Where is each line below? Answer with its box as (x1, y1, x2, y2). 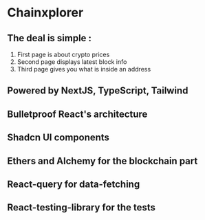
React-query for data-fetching (7, 178, 140, 190)
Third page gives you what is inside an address (17, 65, 151, 73)
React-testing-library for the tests (7, 201, 156, 214)
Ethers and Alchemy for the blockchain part (7, 155, 198, 166)
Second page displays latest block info (17, 58, 127, 66)
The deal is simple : (7, 32, 91, 44)
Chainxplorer (7, 5, 84, 21)
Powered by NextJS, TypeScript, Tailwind (7, 85, 188, 97)
